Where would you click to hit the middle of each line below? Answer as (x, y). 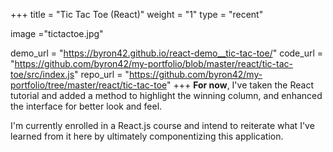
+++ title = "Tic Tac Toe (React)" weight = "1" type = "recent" (137, 14)
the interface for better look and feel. (86, 106)
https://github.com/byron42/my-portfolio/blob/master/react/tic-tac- (153, 63)
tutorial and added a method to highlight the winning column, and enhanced (166, 95)
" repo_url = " (102, 74)
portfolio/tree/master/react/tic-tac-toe (89, 85)
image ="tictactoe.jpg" (57, 33)
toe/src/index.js (42, 74)
